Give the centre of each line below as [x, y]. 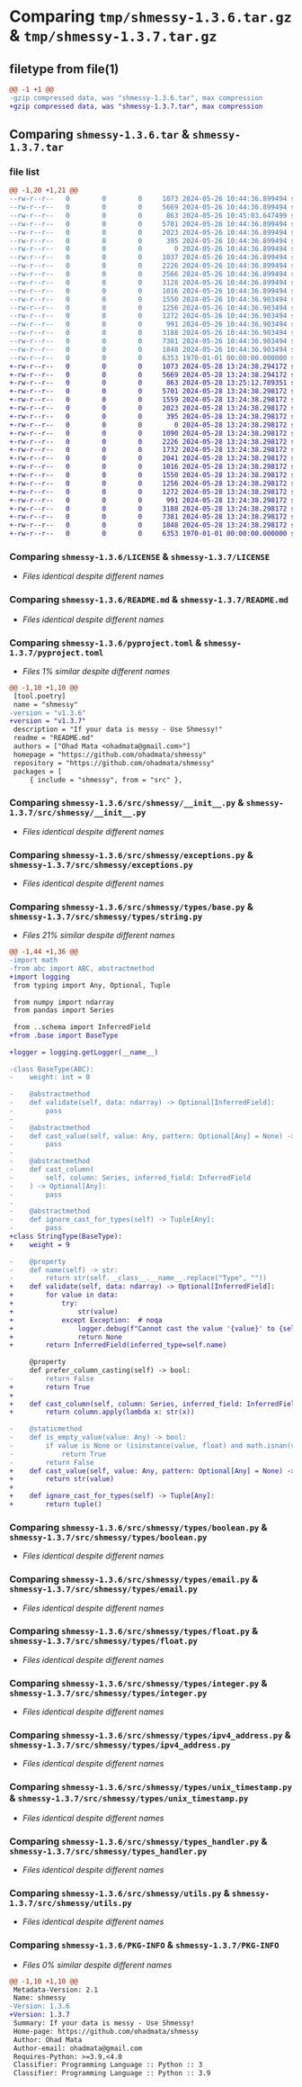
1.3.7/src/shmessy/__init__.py [78, 813]
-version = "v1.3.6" [48, 713]
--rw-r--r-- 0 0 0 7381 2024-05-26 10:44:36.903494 [148, 341]
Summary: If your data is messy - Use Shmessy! [104, 2023]
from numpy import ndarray [64, 1002]
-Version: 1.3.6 [40, 2006]
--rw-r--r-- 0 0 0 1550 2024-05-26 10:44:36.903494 [148, 299]
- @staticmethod [46, 1429]
